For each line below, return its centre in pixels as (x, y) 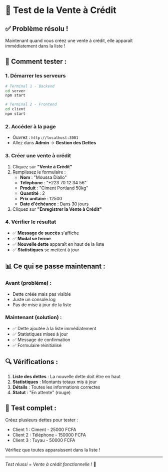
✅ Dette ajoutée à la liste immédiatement (54, 328)
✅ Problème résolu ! (37, 29)
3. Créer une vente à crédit (38, 156)
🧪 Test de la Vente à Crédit (61, 10)
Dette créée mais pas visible (41, 294)
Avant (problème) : (28, 283)
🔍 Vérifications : (32, 362)
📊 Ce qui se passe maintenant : (55, 266)
